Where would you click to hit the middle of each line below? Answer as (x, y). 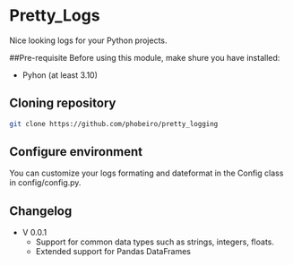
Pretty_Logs (55, 16)
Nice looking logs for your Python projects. (88, 40)
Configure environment (76, 152)
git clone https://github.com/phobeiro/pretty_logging (114, 124)
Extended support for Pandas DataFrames (113, 252)
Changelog (41, 211)
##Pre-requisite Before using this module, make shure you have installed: (145, 57)
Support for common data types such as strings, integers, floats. (155, 242)
